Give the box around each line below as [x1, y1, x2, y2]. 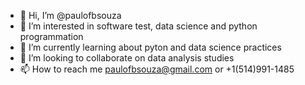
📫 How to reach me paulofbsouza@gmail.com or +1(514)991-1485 [19, 63, 295, 75]
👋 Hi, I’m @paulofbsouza [19, 10, 122, 21]
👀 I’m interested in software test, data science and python [19, 20, 258, 32]
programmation [19, 31, 84, 42]
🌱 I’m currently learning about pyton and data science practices [19, 41, 282, 53]
